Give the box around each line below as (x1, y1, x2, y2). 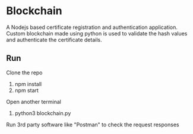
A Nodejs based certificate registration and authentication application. (6, 24, 178, 31)
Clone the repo (6, 69, 43, 76)
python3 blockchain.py (14, 109, 71, 116)
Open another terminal (6, 98, 61, 105)
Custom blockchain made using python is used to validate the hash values (6, 30, 188, 37)
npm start (14, 87, 39, 94)
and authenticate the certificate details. (6, 36, 102, 43)
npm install (14, 80, 42, 87)
